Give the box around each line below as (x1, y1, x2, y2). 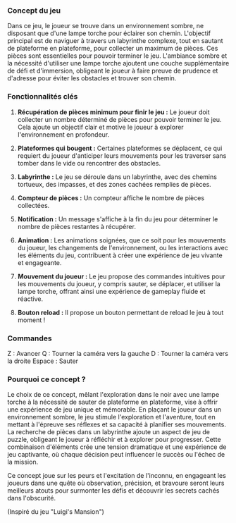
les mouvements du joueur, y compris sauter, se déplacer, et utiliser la (17, 279, 221, 288)
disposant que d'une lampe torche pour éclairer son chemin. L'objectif (7, 29, 211, 37)
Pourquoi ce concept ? (7, 374, 86, 384)
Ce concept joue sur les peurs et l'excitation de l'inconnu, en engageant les (7, 472, 227, 480)
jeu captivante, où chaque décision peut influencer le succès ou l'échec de (7, 450, 225, 459)
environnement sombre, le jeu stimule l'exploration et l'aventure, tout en (7, 413, 216, 422)
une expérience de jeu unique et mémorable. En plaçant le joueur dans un (7, 405, 222, 414)
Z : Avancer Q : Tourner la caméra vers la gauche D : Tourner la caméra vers (7, 349, 229, 357)
